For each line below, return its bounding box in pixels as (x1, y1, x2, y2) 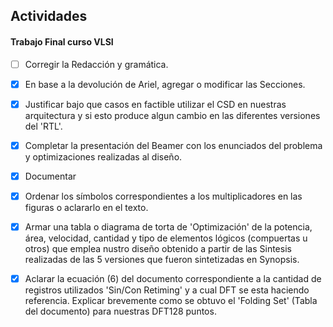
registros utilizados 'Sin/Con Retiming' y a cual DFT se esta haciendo (24, 284, 310, 296)
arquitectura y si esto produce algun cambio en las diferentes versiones (24, 109, 321, 121)
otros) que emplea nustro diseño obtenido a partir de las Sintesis (24, 243, 292, 255)
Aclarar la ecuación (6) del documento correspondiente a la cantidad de (24, 273, 322, 285)
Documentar (24, 170, 77, 182)
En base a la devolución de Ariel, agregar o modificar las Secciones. (24, 78, 306, 90)
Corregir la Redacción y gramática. (24, 58, 169, 70)
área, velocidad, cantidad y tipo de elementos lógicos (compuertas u (24, 232, 308, 244)
